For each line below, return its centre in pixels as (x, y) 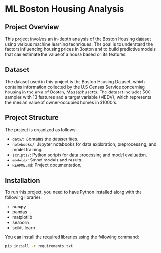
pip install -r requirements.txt (39, 246)
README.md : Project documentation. (47, 165)
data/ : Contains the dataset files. (45, 139)
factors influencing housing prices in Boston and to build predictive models (80, 49)
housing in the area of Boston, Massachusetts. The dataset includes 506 (78, 92)
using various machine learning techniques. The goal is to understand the (79, 44)
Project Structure (32, 118)
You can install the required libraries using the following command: (72, 237)
